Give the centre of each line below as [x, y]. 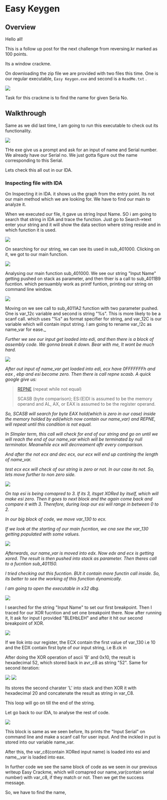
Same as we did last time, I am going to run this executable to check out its [82, 125]
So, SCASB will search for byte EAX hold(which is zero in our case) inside [81, 414]
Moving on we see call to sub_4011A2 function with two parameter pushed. [82, 308]
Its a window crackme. [28, 64]
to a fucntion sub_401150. [31, 564]
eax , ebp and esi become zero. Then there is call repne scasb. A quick [78, 374]
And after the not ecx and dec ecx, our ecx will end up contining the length [82, 454]
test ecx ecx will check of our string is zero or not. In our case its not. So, [80, 469]
